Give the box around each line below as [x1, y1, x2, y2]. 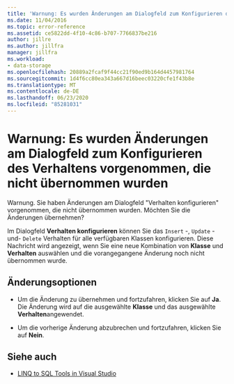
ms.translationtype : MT [7, 82, 77, 89]
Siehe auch [7, 351, 57, 363]
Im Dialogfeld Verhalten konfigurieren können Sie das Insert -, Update [7, 226, 211, 235]
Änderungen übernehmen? [7, 213, 85, 222]
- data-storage [7, 62, 52, 69]
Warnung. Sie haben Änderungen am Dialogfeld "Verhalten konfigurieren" [7, 198, 219, 206]
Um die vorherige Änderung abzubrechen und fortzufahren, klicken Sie [17, 323, 221, 332]
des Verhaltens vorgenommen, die [7, 161, 211, 176]
